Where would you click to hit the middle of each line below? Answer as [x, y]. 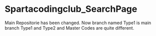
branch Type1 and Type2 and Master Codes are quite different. [69, 28]
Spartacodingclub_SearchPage [71, 9]
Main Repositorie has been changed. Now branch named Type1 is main [78, 23]
